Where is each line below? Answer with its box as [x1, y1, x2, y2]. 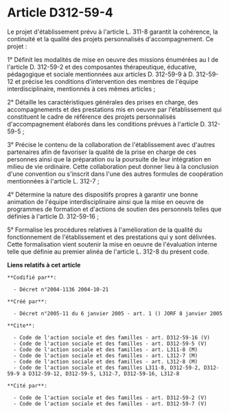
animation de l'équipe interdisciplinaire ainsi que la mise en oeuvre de [7, 197, 204, 205]
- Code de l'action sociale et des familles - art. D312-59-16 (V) [13, 334, 211, 341]
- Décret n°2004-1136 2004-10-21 [13, 286, 109, 293]
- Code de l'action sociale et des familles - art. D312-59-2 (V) [13, 394, 207, 401]
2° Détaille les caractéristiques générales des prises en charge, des [7, 98, 198, 106]
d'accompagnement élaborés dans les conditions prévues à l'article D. [7, 120, 207, 128]
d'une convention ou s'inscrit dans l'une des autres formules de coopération [7, 170, 223, 178]
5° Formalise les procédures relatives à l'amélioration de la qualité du [7, 225, 203, 234]
